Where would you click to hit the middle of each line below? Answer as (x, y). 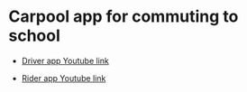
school (34, 36)
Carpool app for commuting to (123, 17)
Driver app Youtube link (65, 60)
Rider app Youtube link (64, 78)
